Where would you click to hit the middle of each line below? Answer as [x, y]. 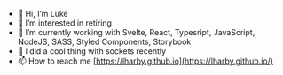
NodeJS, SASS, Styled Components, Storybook [104, 41]
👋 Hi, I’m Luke [43, 14]
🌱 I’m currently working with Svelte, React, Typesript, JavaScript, [136, 32]
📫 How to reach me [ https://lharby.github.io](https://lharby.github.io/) [145, 61]
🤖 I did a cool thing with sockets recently [92, 51]
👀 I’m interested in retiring [65, 23]
